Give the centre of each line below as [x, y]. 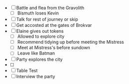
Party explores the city [40, 60]
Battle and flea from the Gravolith [50, 8]
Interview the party [36, 77]
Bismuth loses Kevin [38, 13]
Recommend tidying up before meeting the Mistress [71, 42]
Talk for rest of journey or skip [47, 19]
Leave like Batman [36, 53]
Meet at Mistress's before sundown [54, 48]
